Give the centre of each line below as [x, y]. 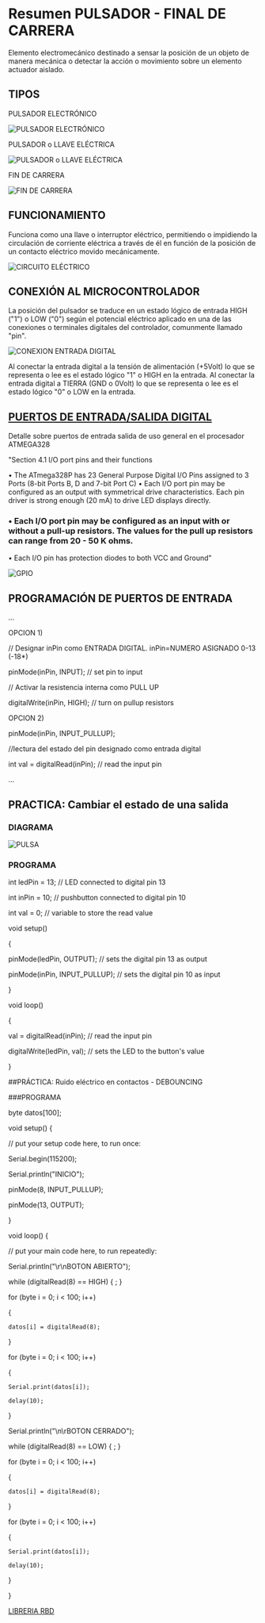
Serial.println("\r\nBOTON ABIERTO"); [69, 1267]
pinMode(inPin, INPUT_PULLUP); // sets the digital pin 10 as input [114, 975]
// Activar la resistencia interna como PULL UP [84, 688]
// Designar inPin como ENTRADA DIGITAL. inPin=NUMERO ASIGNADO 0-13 [132, 648]
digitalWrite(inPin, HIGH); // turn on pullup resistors [91, 703]
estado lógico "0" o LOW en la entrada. [72, 392]
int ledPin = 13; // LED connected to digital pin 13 [87, 882]
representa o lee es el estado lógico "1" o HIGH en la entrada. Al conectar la [132, 375]
